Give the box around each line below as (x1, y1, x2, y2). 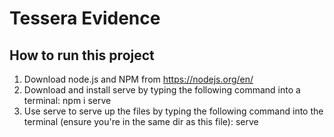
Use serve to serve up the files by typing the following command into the (23, 105, 324, 117)
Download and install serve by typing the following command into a (23, 84, 301, 96)
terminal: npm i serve (23, 95, 112, 106)
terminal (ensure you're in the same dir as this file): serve (23, 116, 259, 127)
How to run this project (9, 47, 155, 64)
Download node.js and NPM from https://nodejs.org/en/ (23, 73, 254, 85)
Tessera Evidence (9, 7, 161, 30)
